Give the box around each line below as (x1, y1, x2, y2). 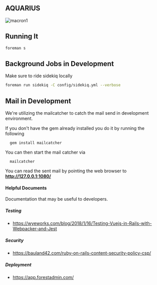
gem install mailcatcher (10, 140, 62, 146)
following (5, 131, 24, 136)
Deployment (5, 261, 32, 267)
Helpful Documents (5, 184, 47, 191)
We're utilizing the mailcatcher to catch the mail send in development (5, 110, 149, 116)
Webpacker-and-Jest (12, 226, 57, 232)
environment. (5, 116, 33, 121)
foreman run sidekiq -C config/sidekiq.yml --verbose (5, 83, 121, 88)
